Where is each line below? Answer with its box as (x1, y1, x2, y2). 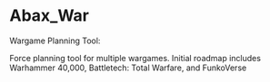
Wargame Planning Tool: (9, 35, 101, 46)
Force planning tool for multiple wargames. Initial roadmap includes (9, 52, 262, 63)
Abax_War (9, 5, 89, 26)
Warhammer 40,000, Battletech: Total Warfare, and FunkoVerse (9, 62, 247, 73)
